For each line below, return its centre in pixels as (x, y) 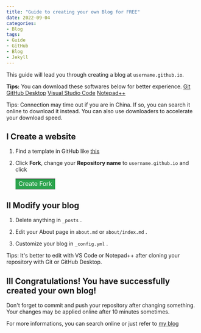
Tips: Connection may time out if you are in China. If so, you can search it (98, 105)
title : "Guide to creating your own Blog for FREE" (73, 12)
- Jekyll (17, 57)
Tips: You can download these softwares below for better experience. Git (98, 86)
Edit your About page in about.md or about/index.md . (81, 232)
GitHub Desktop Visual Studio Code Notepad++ (66, 93)
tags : (13, 35)
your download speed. (34, 117)
